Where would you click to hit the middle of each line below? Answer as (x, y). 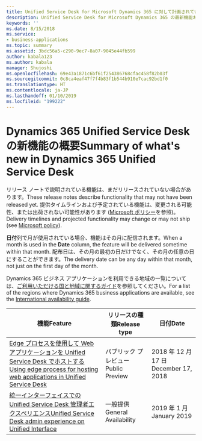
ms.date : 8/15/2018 (31, 29)
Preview (116, 376)
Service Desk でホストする (47, 361)
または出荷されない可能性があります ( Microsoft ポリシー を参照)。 (98, 212)
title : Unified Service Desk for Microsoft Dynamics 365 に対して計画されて (100, 12)
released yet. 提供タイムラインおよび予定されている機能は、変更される (94, 204)
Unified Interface (33, 428)
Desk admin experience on (47, 421)
